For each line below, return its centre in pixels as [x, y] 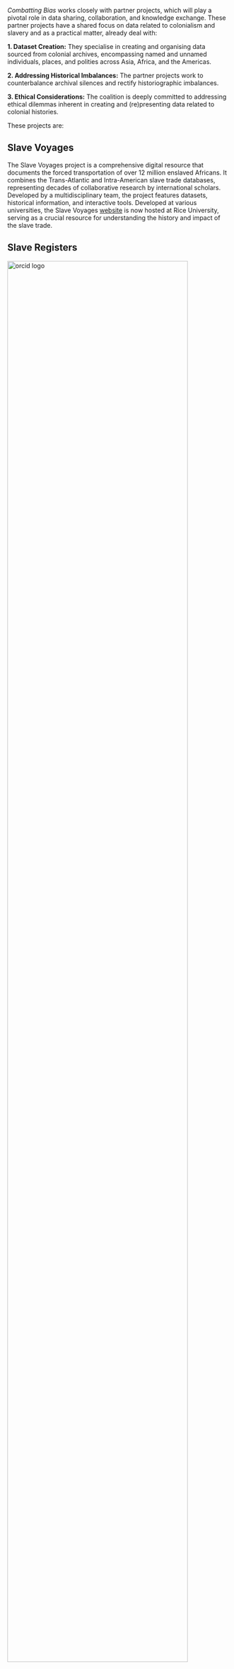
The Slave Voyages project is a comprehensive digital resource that [105, 165]
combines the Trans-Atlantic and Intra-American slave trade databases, [111, 180]
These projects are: [36, 126]
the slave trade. [30, 225]
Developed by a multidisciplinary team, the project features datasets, [107, 195]
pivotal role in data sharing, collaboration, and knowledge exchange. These [117, 18]
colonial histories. [33, 112]
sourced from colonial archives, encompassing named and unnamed [107, 54]
